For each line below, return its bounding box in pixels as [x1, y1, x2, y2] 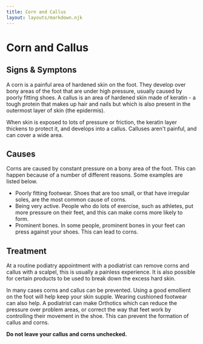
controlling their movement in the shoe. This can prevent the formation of [6, 312, 189, 320]
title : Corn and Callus [6, 8, 67, 15]
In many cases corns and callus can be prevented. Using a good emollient [6, 286, 191, 294]
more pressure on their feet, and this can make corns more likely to [15, 209, 183, 216]
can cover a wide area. [6, 131, 64, 138]
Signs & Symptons [6, 65, 77, 75]
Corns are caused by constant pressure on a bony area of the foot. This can [6, 165, 196, 172]
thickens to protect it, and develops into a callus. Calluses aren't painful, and [6, 125, 197, 132]
